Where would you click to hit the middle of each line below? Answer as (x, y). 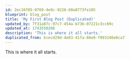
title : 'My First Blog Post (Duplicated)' (50, 19)
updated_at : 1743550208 (30, 28)
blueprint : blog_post (28, 14)
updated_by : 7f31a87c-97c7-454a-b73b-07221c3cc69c (59, 24)
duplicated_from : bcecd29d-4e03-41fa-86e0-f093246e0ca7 (65, 38)
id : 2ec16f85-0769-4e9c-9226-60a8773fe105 (50, 10)
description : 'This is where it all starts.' (54, 33)
